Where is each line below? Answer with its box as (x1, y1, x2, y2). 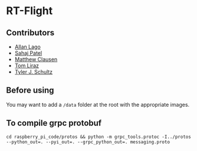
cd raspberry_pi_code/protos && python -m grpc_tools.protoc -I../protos (6, 134, 192, 140)
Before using (6, 86, 54, 96)
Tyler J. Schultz (14, 68, 53, 75)
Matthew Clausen (14, 56, 58, 63)
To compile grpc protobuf (6, 118, 102, 128)
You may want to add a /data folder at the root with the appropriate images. (6, 101, 190, 108)
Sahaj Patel (14, 50, 42, 57)
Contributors (6, 28, 55, 38)
